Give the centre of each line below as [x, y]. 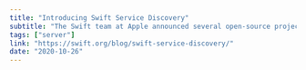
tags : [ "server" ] [42, 35]
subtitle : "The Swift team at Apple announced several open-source [140, 26]
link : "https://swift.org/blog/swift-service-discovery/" [122, 43]
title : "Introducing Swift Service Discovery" [99, 18]
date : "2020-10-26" [46, 52]
